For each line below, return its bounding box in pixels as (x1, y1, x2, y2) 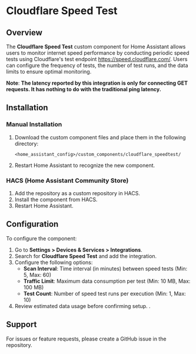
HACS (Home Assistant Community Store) (6, 176, 129, 185)
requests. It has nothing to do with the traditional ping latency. (6, 86, 162, 92)
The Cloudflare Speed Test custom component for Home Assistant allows (6, 43, 186, 50)
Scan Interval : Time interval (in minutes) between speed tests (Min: (23, 265, 188, 272)
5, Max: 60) (23, 271, 52, 278)
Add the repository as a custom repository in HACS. (14, 189, 140, 196)
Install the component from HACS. (14, 196, 98, 203)
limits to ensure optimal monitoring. (6, 68, 92, 75)
